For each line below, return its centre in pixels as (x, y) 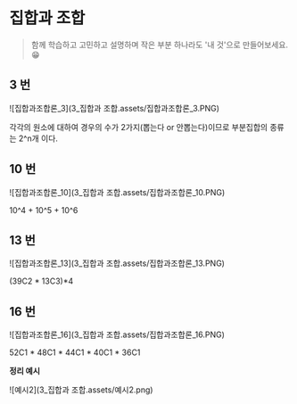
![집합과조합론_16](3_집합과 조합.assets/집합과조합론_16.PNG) (117, 334)
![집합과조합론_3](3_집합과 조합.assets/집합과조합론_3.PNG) (115, 108)
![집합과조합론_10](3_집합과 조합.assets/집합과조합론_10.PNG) (117, 192)
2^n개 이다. (38, 138)
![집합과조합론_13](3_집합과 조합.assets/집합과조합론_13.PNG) (117, 263)
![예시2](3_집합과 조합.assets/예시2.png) (81, 390)
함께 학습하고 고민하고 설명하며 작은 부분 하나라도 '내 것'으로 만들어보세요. (159, 45)
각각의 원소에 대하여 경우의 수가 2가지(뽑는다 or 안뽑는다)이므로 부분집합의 (139, 127)
